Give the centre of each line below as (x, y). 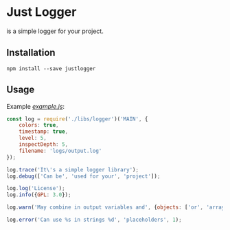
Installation (31, 53)
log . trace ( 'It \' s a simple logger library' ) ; (72, 169)
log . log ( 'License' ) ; (36, 189)
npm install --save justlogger (51, 69)
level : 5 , (33, 138)
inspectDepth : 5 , (44, 145)
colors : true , (39, 125)
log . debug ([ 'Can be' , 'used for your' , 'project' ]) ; (83, 176)
